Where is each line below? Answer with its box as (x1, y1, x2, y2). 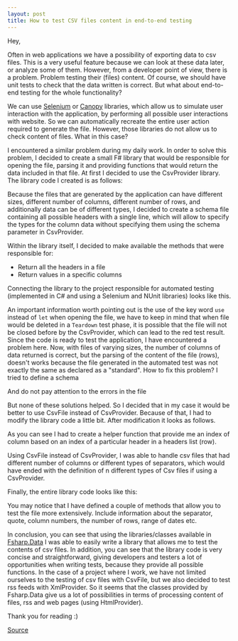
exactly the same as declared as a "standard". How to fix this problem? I (7, 365, 218, 374)
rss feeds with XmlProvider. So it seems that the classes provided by (7, 583, 208, 591)
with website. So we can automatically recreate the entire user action (7, 117, 210, 125)
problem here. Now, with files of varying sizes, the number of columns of (7, 343, 221, 352)
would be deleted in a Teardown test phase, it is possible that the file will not (7, 320, 227, 329)
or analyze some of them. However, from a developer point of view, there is (7, 65, 227, 74)
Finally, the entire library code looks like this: (7, 488, 138, 496)
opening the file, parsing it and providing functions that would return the (7, 161, 218, 169)
